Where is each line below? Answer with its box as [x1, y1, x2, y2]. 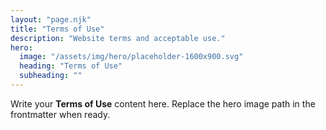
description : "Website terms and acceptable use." [10, 33, 226, 43]
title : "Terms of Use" [10, 24, 105, 34]
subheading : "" [19, 71, 83, 81]
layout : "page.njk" [10, 14, 92, 25]
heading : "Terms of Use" [19, 61, 123, 71]
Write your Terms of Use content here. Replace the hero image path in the [10, 97, 316, 110]
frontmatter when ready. [10, 108, 111, 120]
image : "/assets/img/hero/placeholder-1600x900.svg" [19, 52, 244, 62]
